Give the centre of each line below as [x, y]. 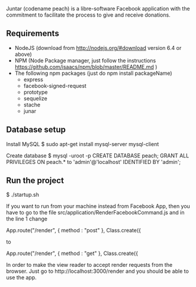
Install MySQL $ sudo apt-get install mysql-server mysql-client [83, 144]
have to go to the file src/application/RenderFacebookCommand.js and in [95, 213]
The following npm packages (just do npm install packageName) [94, 73]
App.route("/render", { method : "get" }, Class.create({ [72, 253]
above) [23, 54]
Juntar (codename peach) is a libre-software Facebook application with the [98, 9]
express [33, 79]
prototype [36, 92]
